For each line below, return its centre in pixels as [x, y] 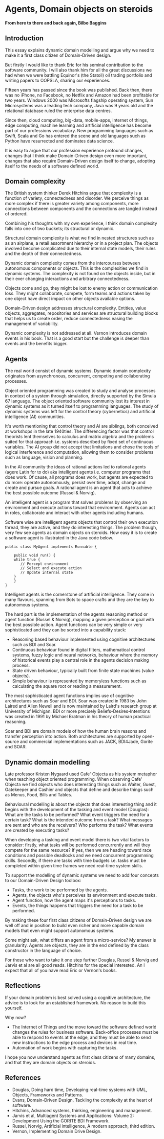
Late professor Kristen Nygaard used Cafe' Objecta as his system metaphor [81, 774]
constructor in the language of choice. [43, 951]
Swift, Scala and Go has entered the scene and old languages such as [75, 136]
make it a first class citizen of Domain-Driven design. [58, 55]
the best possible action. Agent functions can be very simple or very [74, 625]
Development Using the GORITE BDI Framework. [61, 1121]
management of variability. [32, 324]
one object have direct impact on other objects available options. [70, 299]
